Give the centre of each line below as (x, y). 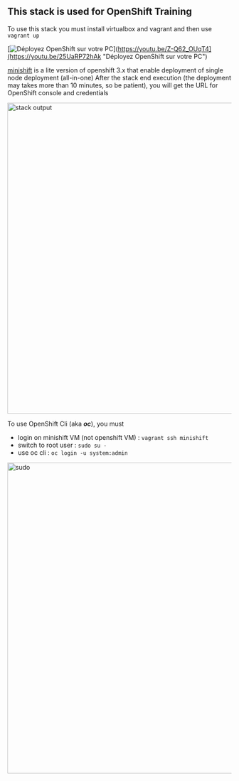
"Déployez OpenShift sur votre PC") (155, 56)
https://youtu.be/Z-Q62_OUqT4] (165, 48)
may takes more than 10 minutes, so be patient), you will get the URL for (113, 85)
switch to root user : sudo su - (62, 445)
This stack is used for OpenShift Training (100, 12)
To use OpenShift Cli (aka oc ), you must (66, 424)
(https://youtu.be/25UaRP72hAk (54, 56)
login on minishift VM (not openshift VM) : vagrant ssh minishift (113, 437)
